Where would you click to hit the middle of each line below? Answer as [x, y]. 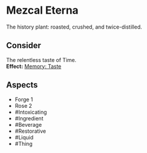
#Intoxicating [31, 112]
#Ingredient [29, 118]
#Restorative [30, 131]
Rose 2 [24, 105]
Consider [24, 46]
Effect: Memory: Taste [34, 66]
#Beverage [28, 124]
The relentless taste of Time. [41, 60]
